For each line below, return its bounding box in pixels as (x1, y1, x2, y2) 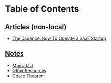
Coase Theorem (12, 73, 45, 79)
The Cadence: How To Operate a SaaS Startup (12, 35, 106, 41)
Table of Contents (5, 3, 79, 15)
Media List (12, 62, 33, 68)
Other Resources (12, 67, 46, 73)
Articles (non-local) (5, 23, 67, 31)
